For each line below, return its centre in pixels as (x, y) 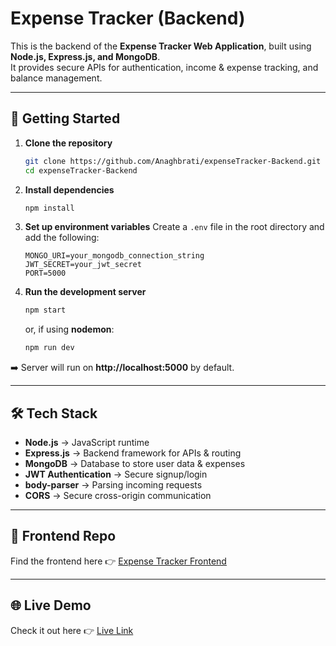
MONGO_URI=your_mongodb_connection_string (114, 256)
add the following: (62, 238)
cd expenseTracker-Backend (81, 170)
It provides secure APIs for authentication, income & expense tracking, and (164, 67)
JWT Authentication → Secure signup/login (116, 474)
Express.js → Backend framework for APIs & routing (133, 453)
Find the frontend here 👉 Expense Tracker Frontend (118, 561)
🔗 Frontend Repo (63, 536)
